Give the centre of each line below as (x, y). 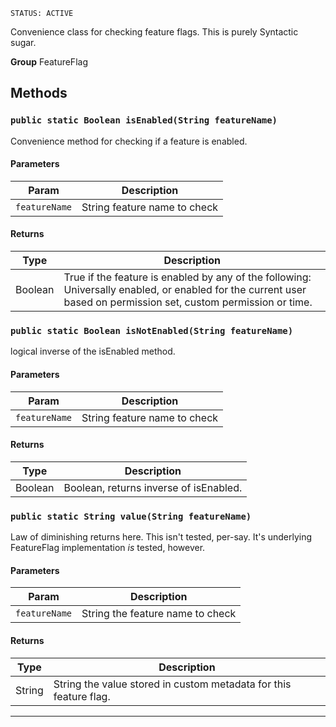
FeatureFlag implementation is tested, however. (108, 548)
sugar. (23, 42)
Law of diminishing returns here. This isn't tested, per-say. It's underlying (161, 537)
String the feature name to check (159, 614)
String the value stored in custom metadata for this (172, 684)
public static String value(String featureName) (131, 516)
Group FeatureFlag (49, 62)
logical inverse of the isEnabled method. (93, 351)
